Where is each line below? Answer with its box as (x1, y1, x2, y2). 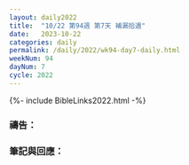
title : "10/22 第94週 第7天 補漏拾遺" (9, 21, 146, 30)
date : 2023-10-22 (9, 29, 82, 38)
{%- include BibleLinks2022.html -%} (9, 95, 146, 106)
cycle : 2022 (9, 71, 53, 80)
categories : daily (9, 37, 77, 47)
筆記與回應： (9, 145, 65, 157)
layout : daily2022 (9, 12, 77, 22)
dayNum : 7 (9, 63, 46, 72)
